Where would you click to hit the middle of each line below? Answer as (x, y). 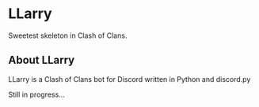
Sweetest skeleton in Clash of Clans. (68, 35)
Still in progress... (36, 94)
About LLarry (42, 60)
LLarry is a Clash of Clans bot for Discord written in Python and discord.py (129, 79)
